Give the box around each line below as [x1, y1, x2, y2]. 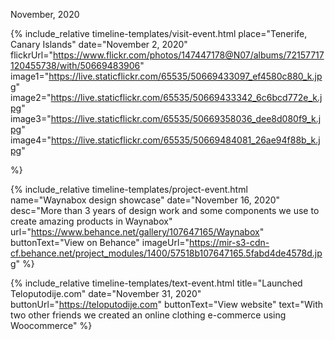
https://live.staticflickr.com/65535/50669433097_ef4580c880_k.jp [48, 70, 323, 82]
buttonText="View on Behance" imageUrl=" [10, 237, 190, 248]
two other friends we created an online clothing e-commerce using [10, 309, 287, 321]
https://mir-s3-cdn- [189, 237, 270, 248]
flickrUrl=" [10, 49, 53, 61]
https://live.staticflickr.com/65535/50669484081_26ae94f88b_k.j [51, 134, 321, 146]
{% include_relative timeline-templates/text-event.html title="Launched [10, 277, 303, 289]
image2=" [10, 92, 52, 103]
